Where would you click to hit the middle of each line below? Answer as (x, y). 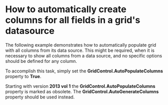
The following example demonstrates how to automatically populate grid (81, 45)
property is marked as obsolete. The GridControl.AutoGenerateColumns (82, 91)
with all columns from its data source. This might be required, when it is (80, 50)
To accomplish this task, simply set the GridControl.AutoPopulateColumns (84, 71)
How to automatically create (66, 9)
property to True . (23, 76)
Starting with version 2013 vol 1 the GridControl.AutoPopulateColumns (80, 86)
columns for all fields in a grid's (73, 20)
